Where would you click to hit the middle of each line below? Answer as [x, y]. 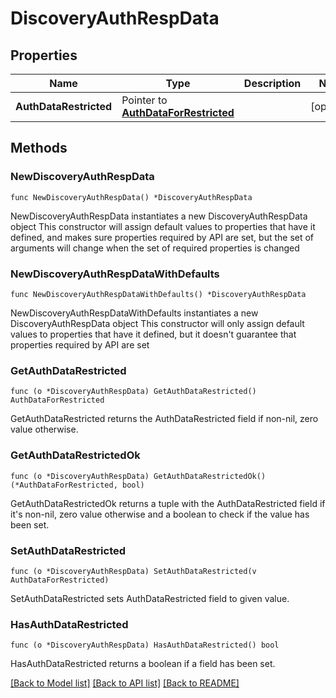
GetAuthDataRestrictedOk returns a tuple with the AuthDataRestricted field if [168, 503]
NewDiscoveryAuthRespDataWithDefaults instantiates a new [134, 313]
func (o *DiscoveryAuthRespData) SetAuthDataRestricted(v [133, 571]
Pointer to [144, 100]
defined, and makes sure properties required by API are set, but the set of [162, 237]
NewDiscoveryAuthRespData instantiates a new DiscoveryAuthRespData [159, 216]
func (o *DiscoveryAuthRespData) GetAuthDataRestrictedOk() [138, 476]
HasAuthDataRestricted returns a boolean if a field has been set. [143, 664]
